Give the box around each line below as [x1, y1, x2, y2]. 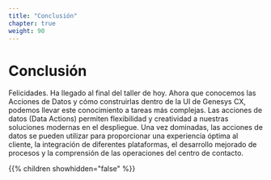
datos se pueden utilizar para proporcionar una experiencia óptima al [8, 131, 239, 141]
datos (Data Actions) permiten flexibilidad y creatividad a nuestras [8, 114, 229, 123]
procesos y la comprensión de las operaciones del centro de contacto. [8, 149, 244, 158]
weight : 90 [8, 27, 45, 35]
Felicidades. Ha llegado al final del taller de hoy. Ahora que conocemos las [8, 88, 256, 98]
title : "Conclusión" [8, 11, 78, 20]
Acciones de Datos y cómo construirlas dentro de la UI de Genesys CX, [8, 97, 247, 107]
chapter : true [8, 19, 57, 27]
